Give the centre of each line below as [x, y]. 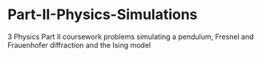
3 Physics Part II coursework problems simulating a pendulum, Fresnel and [131, 37]
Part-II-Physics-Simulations [103, 15]
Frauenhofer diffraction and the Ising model [79, 44]
